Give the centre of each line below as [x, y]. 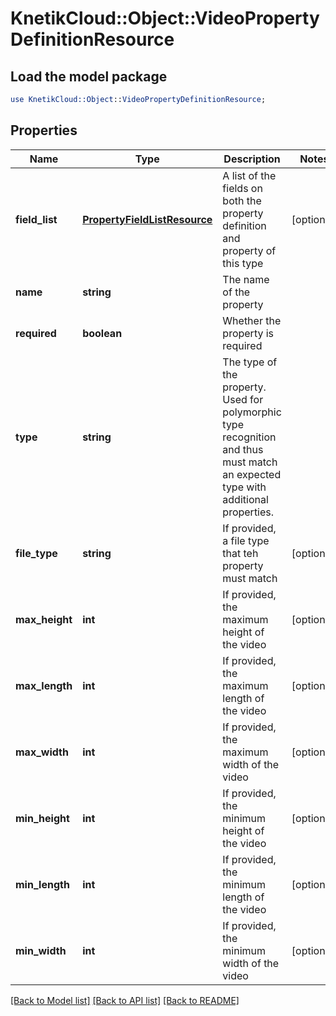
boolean [102, 333]
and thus [243, 449]
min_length [42, 884]
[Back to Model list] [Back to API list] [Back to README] [125, 1000]
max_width [42, 752]
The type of [250, 362]
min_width [41, 950]
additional [245, 499]
